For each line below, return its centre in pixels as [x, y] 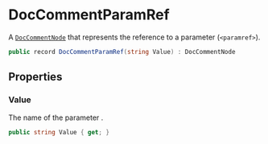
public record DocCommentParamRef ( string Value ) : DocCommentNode [122, 51]
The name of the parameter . [56, 117]
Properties [35, 77]
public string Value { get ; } [59, 132]
